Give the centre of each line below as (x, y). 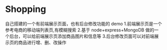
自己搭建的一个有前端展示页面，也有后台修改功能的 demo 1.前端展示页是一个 (83, 23)
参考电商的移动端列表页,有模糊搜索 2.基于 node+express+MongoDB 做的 (80, 30)
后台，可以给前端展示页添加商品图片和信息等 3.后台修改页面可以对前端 (82, 36)
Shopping (26, 9)
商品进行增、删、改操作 (42, 42)
